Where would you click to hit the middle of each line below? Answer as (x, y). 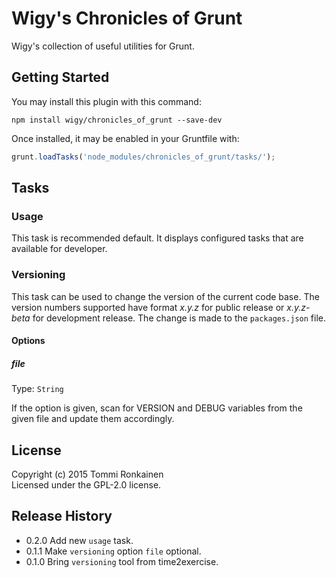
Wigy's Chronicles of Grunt (127, 18)
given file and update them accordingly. (93, 419)
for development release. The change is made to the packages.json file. (179, 318)
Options (28, 341)
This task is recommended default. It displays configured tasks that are (157, 238)
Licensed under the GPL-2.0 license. (86, 484)
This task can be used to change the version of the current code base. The (165, 296)
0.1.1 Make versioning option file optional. (113, 551)
